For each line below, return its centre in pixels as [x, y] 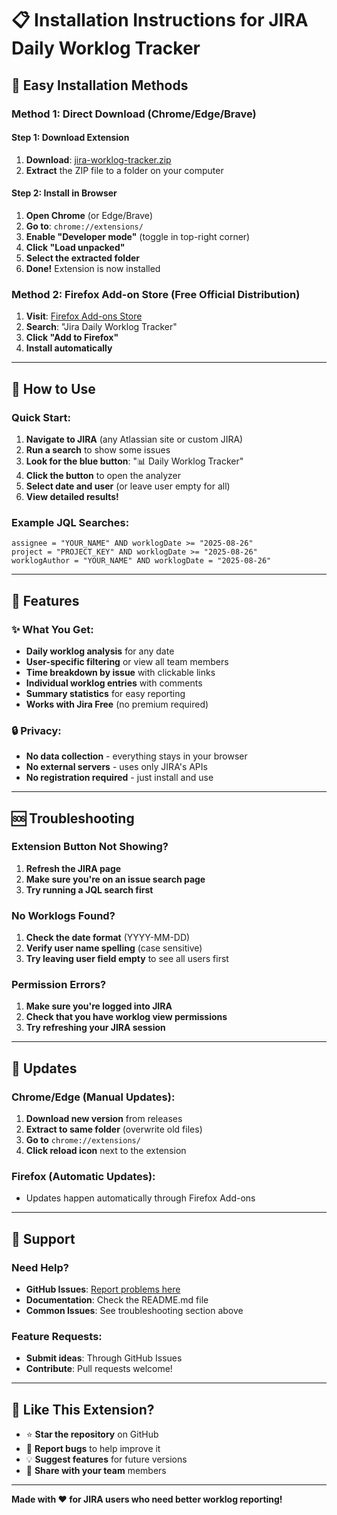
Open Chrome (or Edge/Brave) [89, 215]
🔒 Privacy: [36, 730]
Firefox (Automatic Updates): [83, 1177]
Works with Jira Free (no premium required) [117, 704]
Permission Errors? [59, 985]
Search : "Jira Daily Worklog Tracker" [101, 327]
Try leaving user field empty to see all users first [127, 959]
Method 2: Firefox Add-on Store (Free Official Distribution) [156, 294]
